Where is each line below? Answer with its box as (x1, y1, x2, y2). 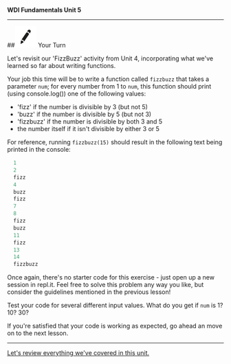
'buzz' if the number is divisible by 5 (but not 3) (16, 110, 152, 118)
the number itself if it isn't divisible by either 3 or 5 (16, 125, 160, 133)
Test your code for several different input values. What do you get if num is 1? (7, 302, 223, 310)
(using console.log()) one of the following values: (7, 89, 146, 98)
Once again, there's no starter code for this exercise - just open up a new (7, 273, 215, 282)
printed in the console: (7, 146, 71, 153)
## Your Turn (7, 41, 67, 49)
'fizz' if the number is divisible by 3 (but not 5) (16, 103, 148, 111)
